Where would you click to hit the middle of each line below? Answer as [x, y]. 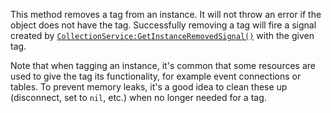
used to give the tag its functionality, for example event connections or [156, 76]
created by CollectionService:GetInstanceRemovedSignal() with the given [162, 35]
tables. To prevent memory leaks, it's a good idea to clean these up [149, 87]
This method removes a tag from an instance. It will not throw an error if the [166, 14]
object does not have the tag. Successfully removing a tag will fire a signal [163, 25]
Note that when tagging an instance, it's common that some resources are [163, 65]
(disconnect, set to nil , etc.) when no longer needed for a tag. [138, 97]
